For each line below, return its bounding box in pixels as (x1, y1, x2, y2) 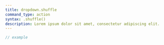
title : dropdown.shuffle (5, 7, 57, 12)
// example (5, 35, 28, 40)
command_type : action (5, 12, 50, 17)
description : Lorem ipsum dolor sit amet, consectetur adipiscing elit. (5, 21, 160, 26)
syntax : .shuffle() (5, 16, 46, 21)
